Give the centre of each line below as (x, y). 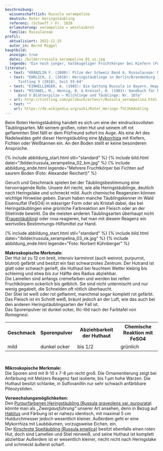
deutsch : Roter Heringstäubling (42, 18)
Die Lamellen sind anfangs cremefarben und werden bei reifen (67, 278)
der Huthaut (97, 336)
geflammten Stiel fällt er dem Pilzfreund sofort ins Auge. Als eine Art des (78, 133)
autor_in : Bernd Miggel (33, 46)
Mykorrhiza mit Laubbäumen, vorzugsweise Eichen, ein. (61, 424)
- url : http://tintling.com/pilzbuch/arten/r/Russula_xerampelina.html (83, 100)
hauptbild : (16, 50)
